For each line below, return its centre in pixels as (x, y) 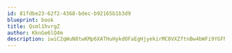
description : (26, 39)
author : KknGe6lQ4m (35, 33)
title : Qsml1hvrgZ (33, 26)
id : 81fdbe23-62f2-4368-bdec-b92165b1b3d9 (69, 13)
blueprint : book (30, 20)
